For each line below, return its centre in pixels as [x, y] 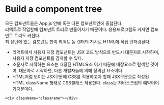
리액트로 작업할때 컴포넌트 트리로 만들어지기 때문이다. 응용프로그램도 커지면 [77, 29]
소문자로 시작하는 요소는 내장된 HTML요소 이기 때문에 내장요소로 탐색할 [81, 64]
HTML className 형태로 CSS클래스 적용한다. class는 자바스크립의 [77, 82]
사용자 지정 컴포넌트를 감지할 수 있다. [48, 58]
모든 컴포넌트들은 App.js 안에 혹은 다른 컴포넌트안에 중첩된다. [64, 23]
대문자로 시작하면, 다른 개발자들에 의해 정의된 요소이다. [71, 70]
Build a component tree [54, 9]
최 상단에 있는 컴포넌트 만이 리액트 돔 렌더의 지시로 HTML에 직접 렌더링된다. [78, 41]
